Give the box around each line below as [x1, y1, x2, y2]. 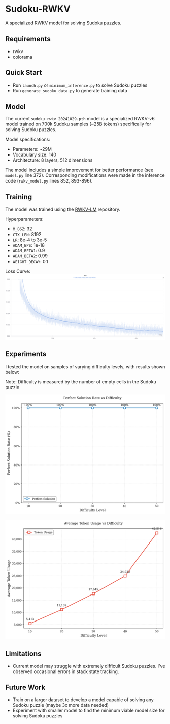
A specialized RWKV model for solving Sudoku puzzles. [5, 20, 122, 26]
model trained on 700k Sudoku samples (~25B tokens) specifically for [5, 121, 151, 127]
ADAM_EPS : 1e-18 [12, 242, 45, 248]
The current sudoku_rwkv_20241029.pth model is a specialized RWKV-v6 [5, 116, 155, 122]
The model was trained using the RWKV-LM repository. [5, 206, 121, 212]
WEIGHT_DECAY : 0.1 [12, 258, 48, 265]
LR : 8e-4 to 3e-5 [12, 237, 47, 243]
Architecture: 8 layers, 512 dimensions [12, 157, 93, 163]
